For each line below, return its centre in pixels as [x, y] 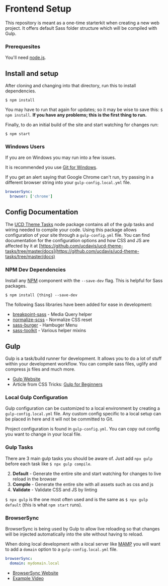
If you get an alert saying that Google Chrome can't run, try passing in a [79, 177]
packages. [16, 286]
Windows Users [25, 146]
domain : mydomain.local [34, 563]
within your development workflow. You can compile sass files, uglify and [81, 364]
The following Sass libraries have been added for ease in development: [79, 305]
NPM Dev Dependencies [36, 270]
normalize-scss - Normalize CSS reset [52, 320]
